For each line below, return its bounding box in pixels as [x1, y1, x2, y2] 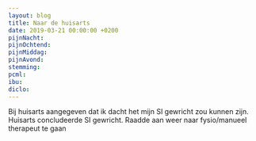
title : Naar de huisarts [8, 19, 90, 27]
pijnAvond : [8, 56, 44, 64]
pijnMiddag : [8, 48, 48, 56]
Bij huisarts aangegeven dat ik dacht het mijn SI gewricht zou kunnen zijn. [8, 107, 249, 116]
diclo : [8, 85, 30, 93]
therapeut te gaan [8, 124, 67, 133]
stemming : [8, 63, 41, 71]
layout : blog [8, 11, 52, 20]
